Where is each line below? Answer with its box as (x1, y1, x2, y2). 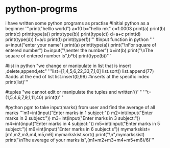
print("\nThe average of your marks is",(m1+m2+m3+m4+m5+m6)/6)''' (5, 137, 155, 143)
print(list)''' (5, 79, 29, 85)
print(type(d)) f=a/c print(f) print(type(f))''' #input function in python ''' (5, 36, 154, 43)
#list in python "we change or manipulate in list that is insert (5, 62, 131, 69)
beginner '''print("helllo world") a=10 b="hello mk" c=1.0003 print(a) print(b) (5, 25, 166, 31)
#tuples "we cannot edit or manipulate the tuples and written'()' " (5, 89, 142, 95)
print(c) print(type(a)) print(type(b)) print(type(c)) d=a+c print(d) (5, 31, 141, 37)
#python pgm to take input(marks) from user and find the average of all (5, 104, 155, 110)
